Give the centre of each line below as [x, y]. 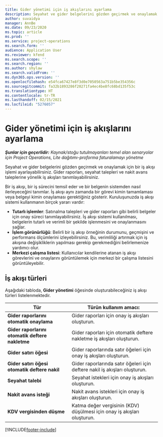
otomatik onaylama [30, 321]
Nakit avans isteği [29, 394]
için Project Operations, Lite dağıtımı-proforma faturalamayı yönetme [74, 157]
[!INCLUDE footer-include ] [31, 429]
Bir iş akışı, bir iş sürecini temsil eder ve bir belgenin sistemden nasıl [73, 186]
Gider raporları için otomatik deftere [112, 332]
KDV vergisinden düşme [36, 411]
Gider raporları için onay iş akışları [110, 315]
